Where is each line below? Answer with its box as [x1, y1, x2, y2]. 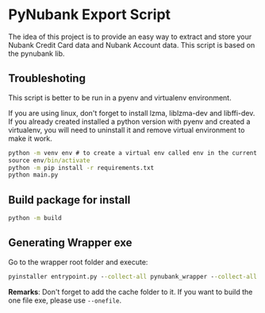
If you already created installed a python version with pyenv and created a [8, 117, 251, 126]
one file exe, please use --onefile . [8, 296, 122, 305]
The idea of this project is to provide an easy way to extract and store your [8, 32, 252, 41]
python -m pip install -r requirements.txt [8, 164, 155, 172]
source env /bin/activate [8, 156, 90, 164]
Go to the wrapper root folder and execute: [8, 257, 148, 267]
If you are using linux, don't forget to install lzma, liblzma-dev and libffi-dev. [8, 108, 255, 118]
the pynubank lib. [8, 48, 65, 58]
